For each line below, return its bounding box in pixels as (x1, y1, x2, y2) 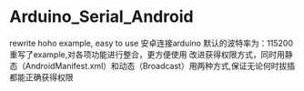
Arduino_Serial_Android (9, 6, 194, 27)
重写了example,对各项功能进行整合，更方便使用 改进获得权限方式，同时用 (9, 48, 285, 60)
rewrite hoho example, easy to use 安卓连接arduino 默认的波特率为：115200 (9, 37, 294, 48)
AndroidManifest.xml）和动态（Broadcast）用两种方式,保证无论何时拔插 (25, 60, 296, 71)
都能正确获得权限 (9, 71, 74, 83)
